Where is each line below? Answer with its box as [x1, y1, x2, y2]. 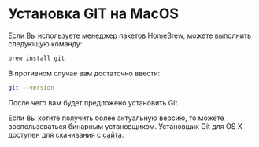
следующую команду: [8, 39, 83, 48]
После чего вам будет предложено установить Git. [8, 97, 179, 107]
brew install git [8, 54, 65, 62]
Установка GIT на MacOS [8, 5, 179, 23]
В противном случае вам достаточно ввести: [8, 68, 161, 78]
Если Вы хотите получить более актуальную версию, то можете [8, 113, 224, 123]
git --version [8, 83, 55, 91]
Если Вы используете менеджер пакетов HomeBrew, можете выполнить [8, 31, 252, 40]
